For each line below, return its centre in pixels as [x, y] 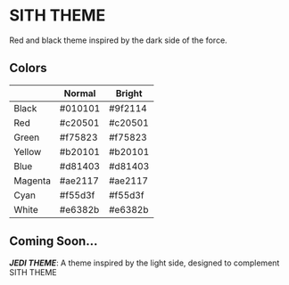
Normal [80, 93]
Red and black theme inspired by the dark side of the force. [118, 40]
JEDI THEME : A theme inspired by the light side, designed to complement [144, 263]
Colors [28, 68]
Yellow [28, 151]
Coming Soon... [54, 241]
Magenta [33, 181]
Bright [129, 93]
